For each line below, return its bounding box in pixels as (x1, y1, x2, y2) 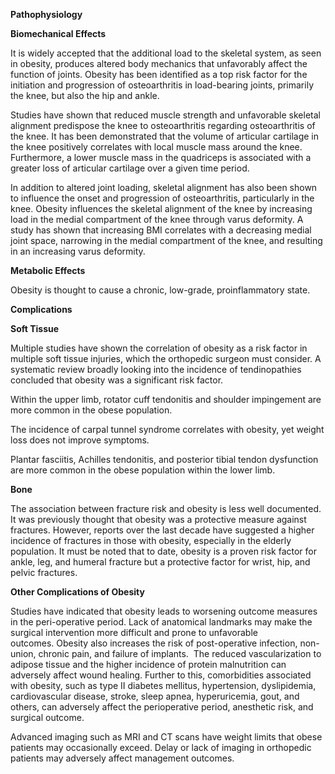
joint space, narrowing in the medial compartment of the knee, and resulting (10, 235, 323, 246)
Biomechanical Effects (10, 28, 107, 39)
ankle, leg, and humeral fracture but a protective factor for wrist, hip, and (10, 556, 311, 568)
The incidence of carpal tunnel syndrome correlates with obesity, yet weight (10, 424, 325, 435)
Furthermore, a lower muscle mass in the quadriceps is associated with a (10, 152, 312, 163)
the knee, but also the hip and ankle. (10, 90, 160, 101)
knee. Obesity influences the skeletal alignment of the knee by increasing (10, 203, 313, 214)
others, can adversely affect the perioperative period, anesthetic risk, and (10, 701, 314, 713)
